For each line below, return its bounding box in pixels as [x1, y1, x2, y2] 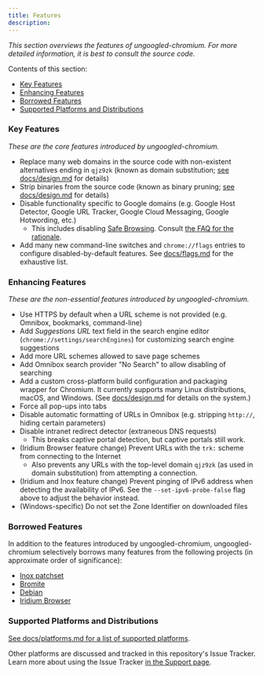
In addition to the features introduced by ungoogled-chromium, [8, 539, 213, 548]
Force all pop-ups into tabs [19, 401, 108, 411]
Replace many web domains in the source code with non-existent [19, 156, 232, 166]
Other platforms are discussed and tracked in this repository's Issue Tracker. [8, 649, 256, 658]
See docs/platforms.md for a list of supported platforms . [8, 633, 191, 643]
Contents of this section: [8, 64, 88, 73]
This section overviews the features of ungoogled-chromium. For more [8, 40, 238, 49]
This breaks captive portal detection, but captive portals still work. [31, 435, 246, 445]
